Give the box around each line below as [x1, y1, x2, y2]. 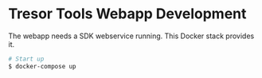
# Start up [8, 55, 45, 63]
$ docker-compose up [8, 62, 77, 70]
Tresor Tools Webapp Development [8, 5, 247, 23]
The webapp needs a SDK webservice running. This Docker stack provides [8, 31, 255, 41]
